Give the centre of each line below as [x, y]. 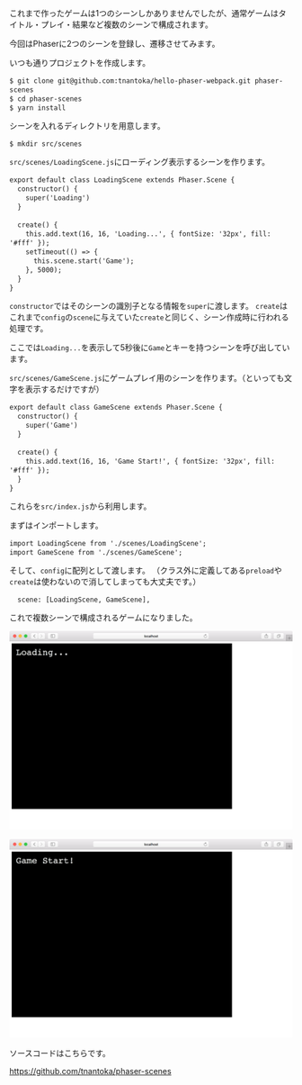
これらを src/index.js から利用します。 [80, 506]
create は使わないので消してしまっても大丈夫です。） [105, 582]
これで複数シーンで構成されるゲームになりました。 [103, 618]
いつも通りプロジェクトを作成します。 [80, 63]
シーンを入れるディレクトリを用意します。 [87, 126]
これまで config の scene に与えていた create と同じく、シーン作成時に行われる [149, 317]
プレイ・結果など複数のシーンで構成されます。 [126, 24]
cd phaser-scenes [50, 99]
